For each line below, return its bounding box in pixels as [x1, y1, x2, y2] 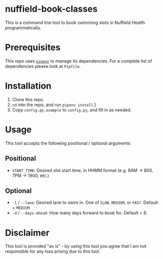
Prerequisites [5, 42, 61, 53]
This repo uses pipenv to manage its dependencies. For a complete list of [5, 58, 152, 64]
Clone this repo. [12, 96, 44, 102]
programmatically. [5, 24, 41, 30]
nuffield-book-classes [5, 3, 98, 15]
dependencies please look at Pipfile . [5, 63, 81, 69]
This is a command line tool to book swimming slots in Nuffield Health [5, 20, 145, 25]
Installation [5, 81, 52, 91]
